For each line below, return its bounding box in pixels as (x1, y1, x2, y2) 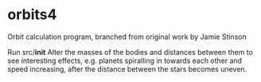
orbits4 (7, 6, 57, 24)
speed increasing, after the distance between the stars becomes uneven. (7, 64, 247, 73)
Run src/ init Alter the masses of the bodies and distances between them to (7, 47, 254, 57)
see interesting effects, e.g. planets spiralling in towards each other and (7, 56, 243, 65)
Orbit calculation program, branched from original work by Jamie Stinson (7, 32, 247, 41)
